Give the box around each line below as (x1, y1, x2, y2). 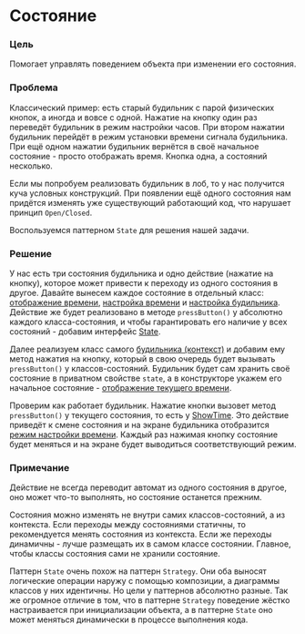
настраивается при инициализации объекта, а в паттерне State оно (9, 605, 273, 616)
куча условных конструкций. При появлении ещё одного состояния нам (9, 188, 291, 199)
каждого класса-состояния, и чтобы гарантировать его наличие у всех (9, 316, 288, 328)
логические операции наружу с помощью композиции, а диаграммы (9, 576, 280, 587)
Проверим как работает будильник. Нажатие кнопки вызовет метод (9, 400, 276, 411)
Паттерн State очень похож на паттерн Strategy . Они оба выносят (9, 566, 267, 577)
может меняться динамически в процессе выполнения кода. (9, 614, 249, 625)
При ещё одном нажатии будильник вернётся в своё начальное (9, 140, 259, 151)
